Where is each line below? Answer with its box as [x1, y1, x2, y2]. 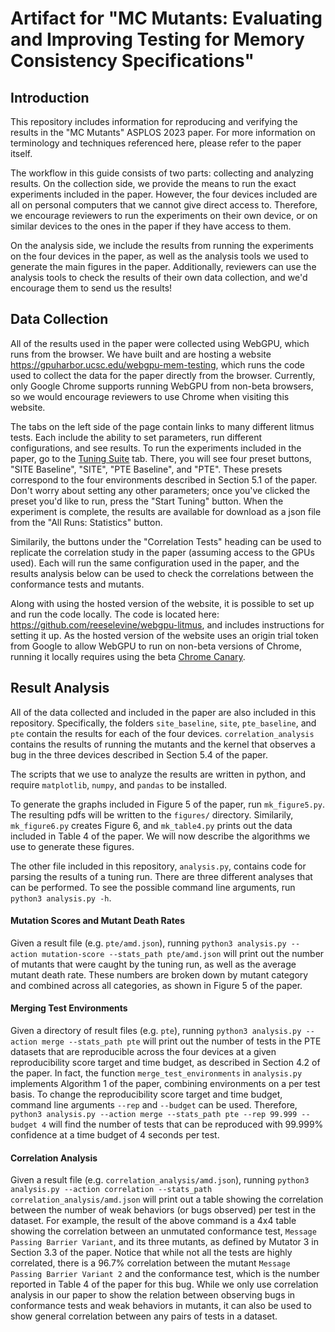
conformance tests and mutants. [10, 578, 145, 590]
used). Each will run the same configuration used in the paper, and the [10, 557, 300, 569]
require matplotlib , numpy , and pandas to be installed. [10, 778, 228, 791]
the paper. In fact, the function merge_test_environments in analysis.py [10, 1067, 303, 1079]
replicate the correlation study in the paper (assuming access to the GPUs [10, 546, 315, 558]
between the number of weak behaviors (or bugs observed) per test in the [10, 1204, 317, 1216]
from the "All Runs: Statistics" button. [10, 516, 163, 528]
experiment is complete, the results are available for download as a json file [10, 505, 322, 517]
